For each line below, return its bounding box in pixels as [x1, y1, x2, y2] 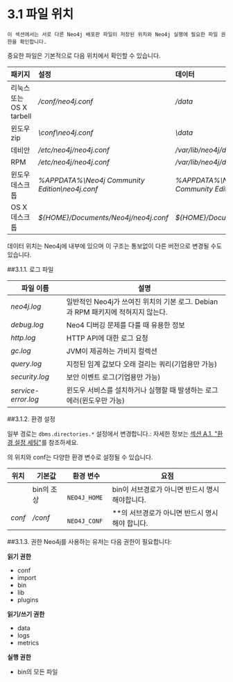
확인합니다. [19, 38, 47, 45]
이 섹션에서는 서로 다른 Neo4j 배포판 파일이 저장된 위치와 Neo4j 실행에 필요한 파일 [7, 31, 218, 38]
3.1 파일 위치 [7, 6, 74, 22]
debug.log [10, 320, 44, 330]
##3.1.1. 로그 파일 [7, 265, 54, 273]
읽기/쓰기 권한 [7, 610, 45, 618]
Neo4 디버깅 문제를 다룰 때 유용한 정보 [66, 320, 185, 330]
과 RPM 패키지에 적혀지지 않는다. [66, 307, 168, 316]
